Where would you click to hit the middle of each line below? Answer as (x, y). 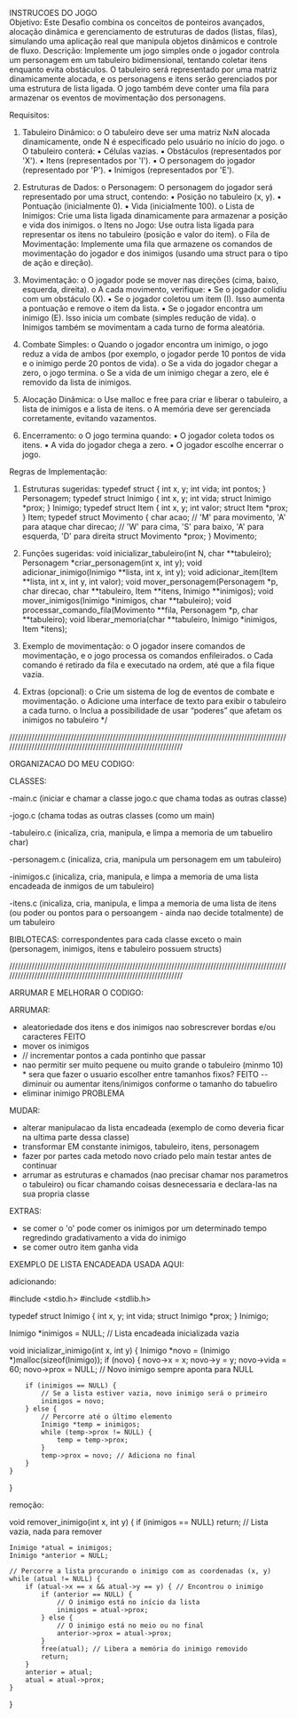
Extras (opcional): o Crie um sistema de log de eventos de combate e (148, 691)
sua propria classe (56, 1194)
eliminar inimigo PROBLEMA (73, 1093)
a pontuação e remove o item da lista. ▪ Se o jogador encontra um (142, 308)
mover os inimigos (55, 1046)
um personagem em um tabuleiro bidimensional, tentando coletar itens (138, 60)
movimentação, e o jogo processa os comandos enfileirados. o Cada (147, 655)
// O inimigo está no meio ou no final (130, 1626)
